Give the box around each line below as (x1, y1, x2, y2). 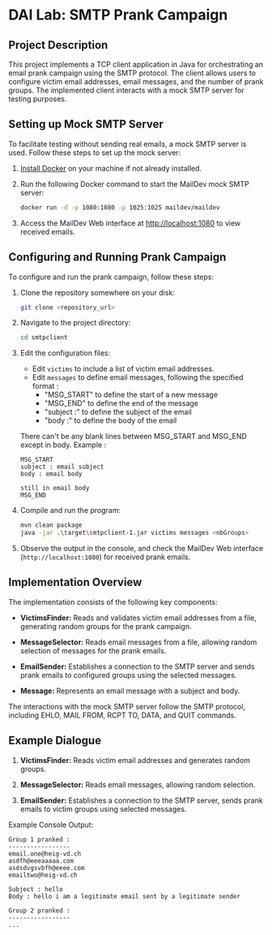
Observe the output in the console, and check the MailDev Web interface (19, 544, 264, 553)
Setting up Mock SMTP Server (8, 118, 164, 131)
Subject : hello (8, 885, 63, 894)
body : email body (19, 470, 83, 478)
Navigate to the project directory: (19, 318, 131, 328)
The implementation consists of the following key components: (8, 597, 219, 606)
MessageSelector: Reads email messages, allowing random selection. (19, 779, 256, 789)
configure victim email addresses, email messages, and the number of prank (8, 77, 264, 86)
